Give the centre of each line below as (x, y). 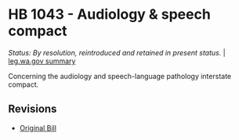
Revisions (33, 109)
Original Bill (38, 127)
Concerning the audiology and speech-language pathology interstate (120, 76)
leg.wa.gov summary (42, 61)
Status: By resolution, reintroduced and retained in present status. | (117, 52)
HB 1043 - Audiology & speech (110, 14)
